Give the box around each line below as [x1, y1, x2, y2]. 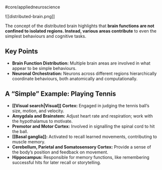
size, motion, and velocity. [12, 108, 64, 114]
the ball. [12, 128, 29, 134]
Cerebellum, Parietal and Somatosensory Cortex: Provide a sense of [12, 144, 151, 150]
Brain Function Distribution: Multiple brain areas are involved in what [12, 60, 151, 66]
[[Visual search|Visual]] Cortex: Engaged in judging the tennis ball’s [12, 102, 150, 108]
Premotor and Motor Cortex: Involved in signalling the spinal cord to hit [12, 123, 155, 129]
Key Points [5, 47, 38, 55]
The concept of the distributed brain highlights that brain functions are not [5, 23, 155, 29]
